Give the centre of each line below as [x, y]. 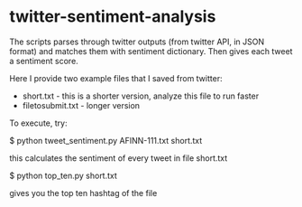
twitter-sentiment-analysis [113, 17]
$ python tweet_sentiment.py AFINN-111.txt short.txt [106, 140]
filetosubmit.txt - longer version [81, 105]
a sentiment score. [44, 61]
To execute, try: [38, 123]
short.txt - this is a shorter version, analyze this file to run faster [141, 96]
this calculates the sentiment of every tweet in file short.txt [119, 158]
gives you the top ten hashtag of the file [83, 193]
